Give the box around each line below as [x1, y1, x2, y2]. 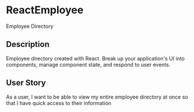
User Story [6, 78, 46, 88]
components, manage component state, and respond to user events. [6, 61, 171, 68]
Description [6, 39, 50, 49]
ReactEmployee [6, 3, 84, 17]
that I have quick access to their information [6, 99, 112, 106]
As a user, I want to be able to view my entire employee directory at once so [6, 93, 188, 100]
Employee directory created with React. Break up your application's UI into [6, 55, 185, 62]
